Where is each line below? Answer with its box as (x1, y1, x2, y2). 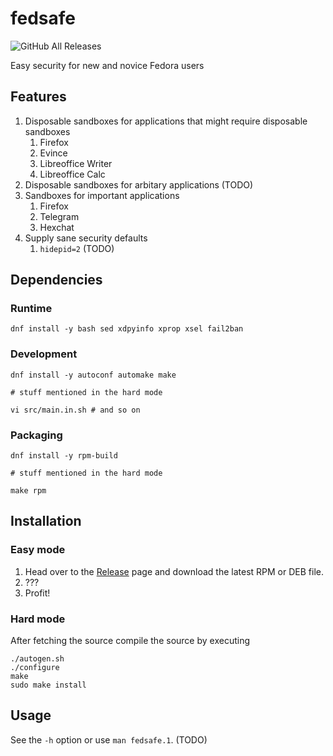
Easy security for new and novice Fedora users (10, 59, 205, 71)
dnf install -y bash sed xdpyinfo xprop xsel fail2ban (10, 324, 244, 334)
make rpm (10, 486, 47, 496)
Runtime (10, 302, 53, 316)
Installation (10, 513, 82, 530)
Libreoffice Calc (39, 168, 106, 180)
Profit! (24, 587, 51, 599)
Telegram (39, 210, 80, 222)
